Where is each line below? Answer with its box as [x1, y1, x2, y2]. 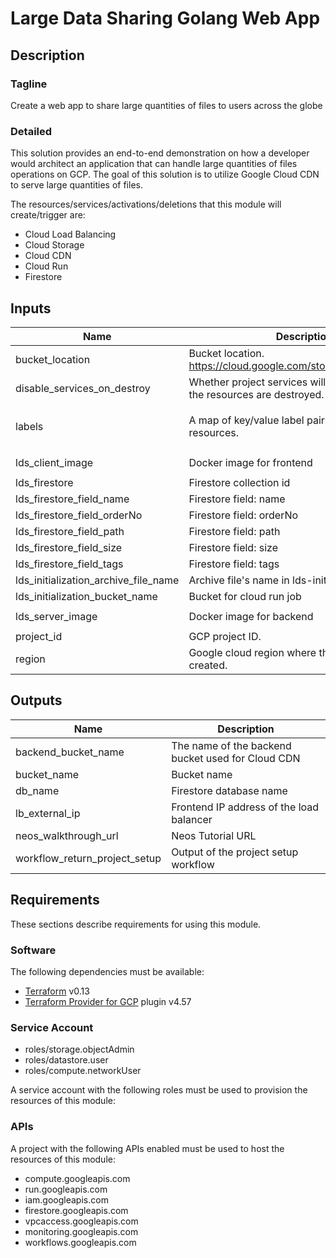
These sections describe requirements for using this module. [10, 918, 262, 930]
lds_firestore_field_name [15, 492, 130, 506]
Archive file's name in [188, 573, 290, 587]
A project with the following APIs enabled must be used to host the [10, 1142, 285, 1154]
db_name [15, 783, 60, 797]
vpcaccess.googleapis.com [24, 1215, 139, 1227]
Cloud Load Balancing [24, 228, 117, 241]
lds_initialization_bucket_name [15, 589, 158, 603]
